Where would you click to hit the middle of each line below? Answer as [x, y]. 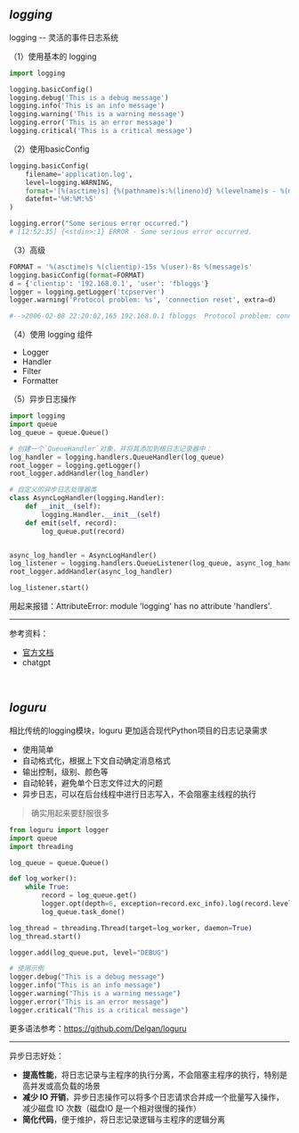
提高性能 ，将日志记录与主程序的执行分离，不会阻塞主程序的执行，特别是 [154, 1074]
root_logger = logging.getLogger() [75, 465]
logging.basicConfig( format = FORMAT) [77, 275]
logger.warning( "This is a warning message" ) [95, 994]
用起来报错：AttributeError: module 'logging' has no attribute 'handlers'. [141, 606]
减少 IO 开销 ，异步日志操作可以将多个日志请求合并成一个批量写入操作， [153, 1096]
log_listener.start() [49, 588]
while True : [47, 887]
